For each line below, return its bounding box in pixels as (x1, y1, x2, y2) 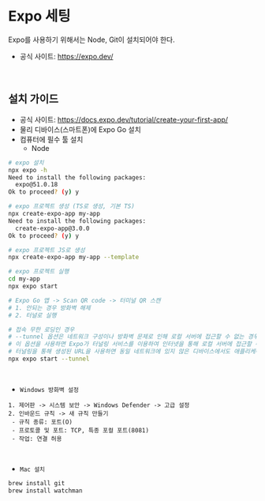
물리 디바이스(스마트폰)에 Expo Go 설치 (19, 124, 142, 134)
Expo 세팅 (8, 7, 71, 25)
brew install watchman (8, 487, 83, 495)
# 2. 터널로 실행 (8, 311, 57, 319)
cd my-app (8, 275, 41, 283)
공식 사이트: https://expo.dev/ (19, 51, 114, 61)
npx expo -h (8, 166, 47, 174)
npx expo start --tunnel (8, 355, 90, 363)
